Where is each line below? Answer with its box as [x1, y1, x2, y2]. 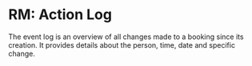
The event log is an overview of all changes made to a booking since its [8, 32, 244, 41]
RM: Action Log [8, 6, 112, 24]
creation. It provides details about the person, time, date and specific [8, 40, 236, 49]
